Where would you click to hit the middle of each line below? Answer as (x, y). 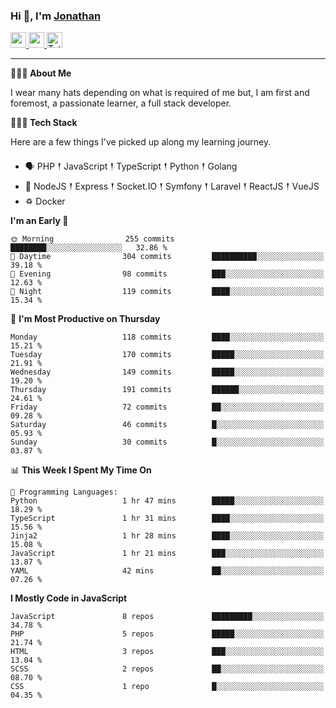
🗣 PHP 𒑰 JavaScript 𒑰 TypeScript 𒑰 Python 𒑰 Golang (131, 166)
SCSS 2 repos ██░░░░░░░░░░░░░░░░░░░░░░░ (167, 669)
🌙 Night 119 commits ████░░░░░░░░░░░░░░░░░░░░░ (167, 292)
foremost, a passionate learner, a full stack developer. (121, 103)
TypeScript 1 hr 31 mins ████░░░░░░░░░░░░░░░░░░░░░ (167, 519)
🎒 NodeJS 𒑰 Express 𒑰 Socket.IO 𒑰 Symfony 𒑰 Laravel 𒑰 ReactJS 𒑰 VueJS (172, 186)
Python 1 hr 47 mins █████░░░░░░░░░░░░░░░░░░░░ (167, 501)
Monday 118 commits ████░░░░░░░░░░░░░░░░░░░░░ (167, 337)
